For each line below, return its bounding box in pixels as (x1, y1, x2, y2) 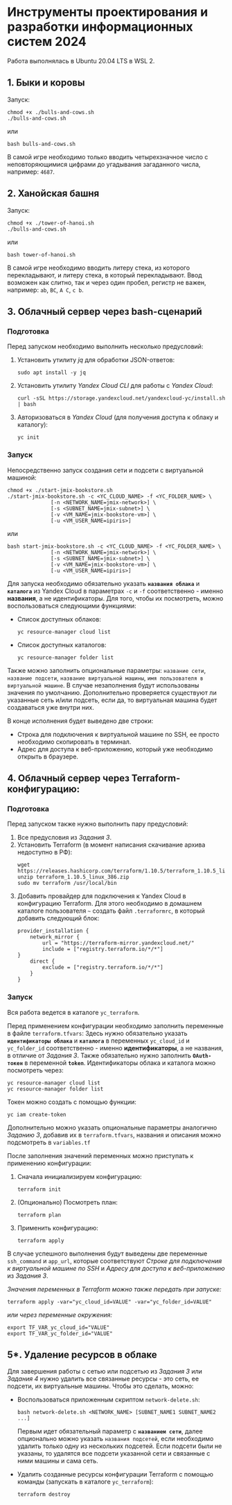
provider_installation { (17, 927, 89, 935)
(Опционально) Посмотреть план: (17, 1198, 118, 1206)
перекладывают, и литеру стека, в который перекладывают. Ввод (7, 270, 202, 279)
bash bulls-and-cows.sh (7, 140, 76, 147)
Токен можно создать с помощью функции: (7, 1098, 136, 1106)
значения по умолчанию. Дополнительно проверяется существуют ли (7, 688, 217, 697)
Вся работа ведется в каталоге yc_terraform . (7, 1008, 140, 1016)
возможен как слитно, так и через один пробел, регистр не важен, (7, 278, 206, 286)
